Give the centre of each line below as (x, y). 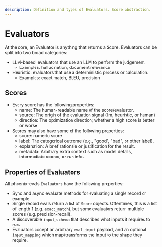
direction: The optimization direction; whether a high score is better (87, 120)
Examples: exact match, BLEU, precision (60, 78)
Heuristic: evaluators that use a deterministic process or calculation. (80, 72)
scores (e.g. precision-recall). (42, 214)
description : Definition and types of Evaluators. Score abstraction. (78, 10)
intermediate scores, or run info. (52, 157)
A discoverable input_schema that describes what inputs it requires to (81, 219)
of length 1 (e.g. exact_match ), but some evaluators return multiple (78, 209)
